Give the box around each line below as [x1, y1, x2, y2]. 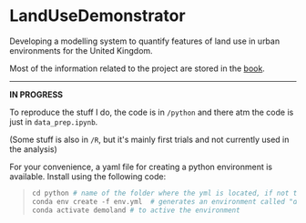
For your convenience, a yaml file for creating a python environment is [9, 161, 273, 172]
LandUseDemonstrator [9, 5, 186, 26]
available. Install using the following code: [9, 170, 167, 182]
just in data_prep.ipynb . [9, 116, 98, 127]
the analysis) [9, 143, 57, 155]
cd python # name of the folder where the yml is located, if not [31, 188, 290, 198]
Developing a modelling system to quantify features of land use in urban [9, 35, 280, 46]
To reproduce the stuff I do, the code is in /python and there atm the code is [9, 106, 294, 117]
